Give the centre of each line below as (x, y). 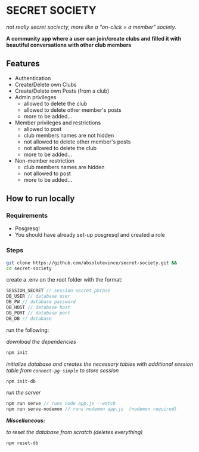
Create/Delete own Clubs (46, 84)
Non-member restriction (44, 161)
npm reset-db (22, 443)
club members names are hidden (64, 167)
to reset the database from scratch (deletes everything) (74, 432)
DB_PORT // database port (38, 313)
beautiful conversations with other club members (69, 45)
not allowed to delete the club (60, 148)
